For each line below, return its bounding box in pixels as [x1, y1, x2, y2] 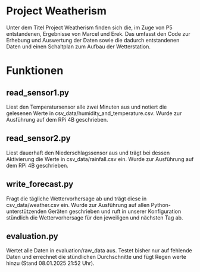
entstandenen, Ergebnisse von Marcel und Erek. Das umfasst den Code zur [6, 30, 190, 37]
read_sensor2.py [6, 133, 71, 144]
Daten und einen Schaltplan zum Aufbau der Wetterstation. [6, 43, 151, 50]
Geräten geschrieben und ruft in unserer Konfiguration [48, 208, 182, 215]
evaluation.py [6, 231, 58, 241]
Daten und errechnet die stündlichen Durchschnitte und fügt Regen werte [6, 254, 186, 261]
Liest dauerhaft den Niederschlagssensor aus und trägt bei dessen [6, 149, 170, 156]
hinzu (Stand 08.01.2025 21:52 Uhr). [6, 259, 95, 267]
